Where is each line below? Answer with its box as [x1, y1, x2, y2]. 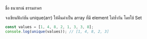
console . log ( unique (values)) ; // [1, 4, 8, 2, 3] [5, 29, 110, 34]
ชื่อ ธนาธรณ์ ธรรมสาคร [5, 5, 42, 11]
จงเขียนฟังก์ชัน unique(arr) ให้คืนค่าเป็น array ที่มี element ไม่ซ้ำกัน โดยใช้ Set [5, 15, 142, 20]
